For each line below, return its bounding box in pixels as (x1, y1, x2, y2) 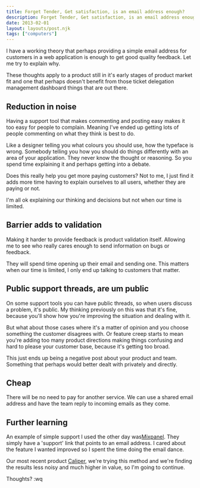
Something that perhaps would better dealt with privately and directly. (6, 360, 177, 367)
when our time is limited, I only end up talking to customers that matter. (6, 266, 180, 273)
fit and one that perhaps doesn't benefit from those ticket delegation (6, 78, 174, 85)
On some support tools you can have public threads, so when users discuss (6, 299, 192, 307)
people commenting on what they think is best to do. (6, 129, 135, 137)
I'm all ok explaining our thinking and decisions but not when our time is (6, 196, 182, 203)
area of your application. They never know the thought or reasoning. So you (6, 154, 192, 161)
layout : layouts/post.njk (6, 25, 70, 32)
